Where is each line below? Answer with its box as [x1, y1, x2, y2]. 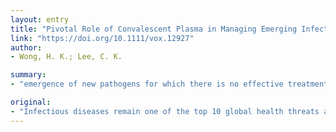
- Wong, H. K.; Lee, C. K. [10, 52, 123, 62]
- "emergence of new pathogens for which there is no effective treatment [10, 79, 329, 90]
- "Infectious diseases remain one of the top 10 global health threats [10, 106, 320, 116]
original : [10, 97, 52, 107]
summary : [10, 70, 47, 80]
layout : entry [10, 14, 70, 25]
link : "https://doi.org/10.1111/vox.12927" [10, 33, 195, 43]
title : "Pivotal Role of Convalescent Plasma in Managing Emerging [10, 24, 298, 34]
